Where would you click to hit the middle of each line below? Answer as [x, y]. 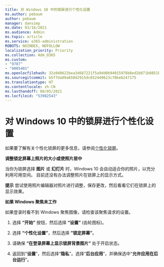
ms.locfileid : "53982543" [31, 96]
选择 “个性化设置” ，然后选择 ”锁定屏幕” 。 [54, 233]
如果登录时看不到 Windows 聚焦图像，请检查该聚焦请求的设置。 [69, 212]
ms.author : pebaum [24, 14]
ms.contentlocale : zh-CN [30, 87]
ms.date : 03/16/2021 [26, 28]
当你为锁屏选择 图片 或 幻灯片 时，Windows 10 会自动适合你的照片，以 [76, 169]
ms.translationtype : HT [29, 82]
